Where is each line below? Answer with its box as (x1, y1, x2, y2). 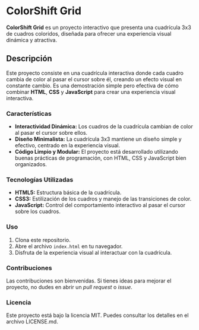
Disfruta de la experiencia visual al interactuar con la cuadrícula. (14, 249, 172, 256)
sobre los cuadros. (14, 208, 61, 215)
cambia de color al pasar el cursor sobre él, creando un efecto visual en (6, 75, 182, 82)
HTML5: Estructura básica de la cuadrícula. (14, 189, 122, 196)
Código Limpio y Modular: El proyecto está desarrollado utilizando (14, 148, 178, 156)
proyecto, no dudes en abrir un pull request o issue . (6, 283, 132, 290)
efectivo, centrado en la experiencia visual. (14, 142, 121, 149)
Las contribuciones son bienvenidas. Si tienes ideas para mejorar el (6, 277, 172, 284)
